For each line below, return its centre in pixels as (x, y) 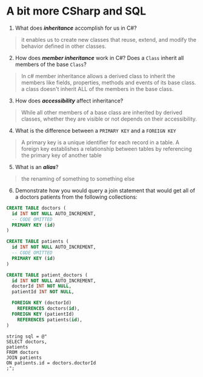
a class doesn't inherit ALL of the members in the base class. (97, 88)
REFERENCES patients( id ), (50, 319)
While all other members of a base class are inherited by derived (102, 112)
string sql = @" (27, 336)
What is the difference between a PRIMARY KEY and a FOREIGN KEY (95, 130)
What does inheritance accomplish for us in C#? (76, 28)
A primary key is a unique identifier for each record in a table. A (100, 142)
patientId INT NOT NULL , (43, 292)
